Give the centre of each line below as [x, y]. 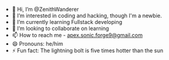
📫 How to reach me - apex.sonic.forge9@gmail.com [77, 35]
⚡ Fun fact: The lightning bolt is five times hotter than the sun [88, 50]
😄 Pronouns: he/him [37, 44]
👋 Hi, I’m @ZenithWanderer [45, 9]
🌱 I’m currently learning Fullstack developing [67, 22]
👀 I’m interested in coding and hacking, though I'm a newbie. [87, 16]
